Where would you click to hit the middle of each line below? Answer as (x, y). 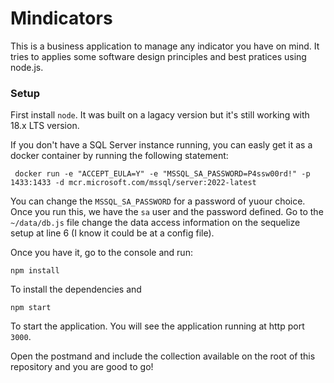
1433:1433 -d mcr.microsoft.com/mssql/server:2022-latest (133, 183)
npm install (35, 271)
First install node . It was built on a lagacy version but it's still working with (160, 115)
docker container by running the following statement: (119, 156)
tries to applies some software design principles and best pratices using (158, 56)
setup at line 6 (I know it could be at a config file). (112, 233)
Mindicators (61, 18)
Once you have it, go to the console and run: (101, 253)
